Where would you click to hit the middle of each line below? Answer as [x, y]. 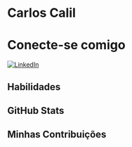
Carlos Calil [41, 13]
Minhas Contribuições [57, 135]
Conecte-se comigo [66, 45]
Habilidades [34, 87]
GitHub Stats [36, 110]
